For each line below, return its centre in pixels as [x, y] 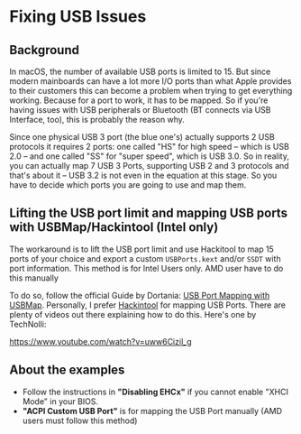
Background [44, 50]
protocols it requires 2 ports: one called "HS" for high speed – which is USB [150, 147]
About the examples [67, 370]
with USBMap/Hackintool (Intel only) [114, 227]
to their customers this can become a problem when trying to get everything [151, 91]
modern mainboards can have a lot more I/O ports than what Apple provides [150, 81]
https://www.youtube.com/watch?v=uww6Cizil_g [100, 341]
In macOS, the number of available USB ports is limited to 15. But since [140, 71]
